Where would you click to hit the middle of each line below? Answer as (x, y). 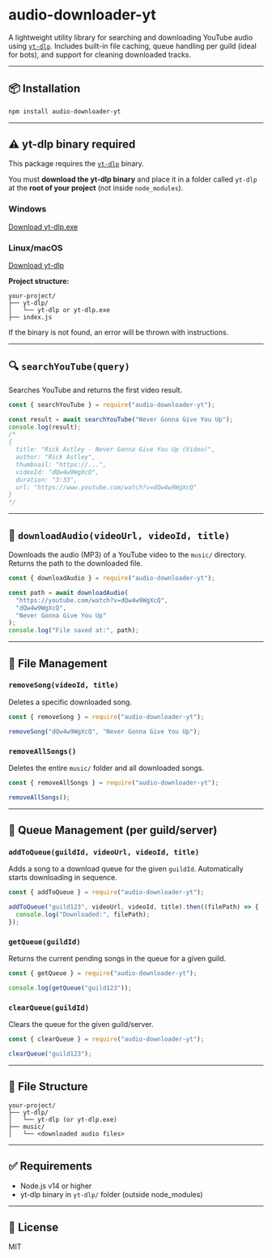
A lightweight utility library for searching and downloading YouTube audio (131, 37)
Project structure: (39, 281)
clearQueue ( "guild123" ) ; (50, 1054)
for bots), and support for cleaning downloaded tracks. (100, 54)
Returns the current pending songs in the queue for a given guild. (117, 959)
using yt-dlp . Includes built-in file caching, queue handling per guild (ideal (132, 45)
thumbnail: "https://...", (61, 464)
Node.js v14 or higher (56, 1186)
